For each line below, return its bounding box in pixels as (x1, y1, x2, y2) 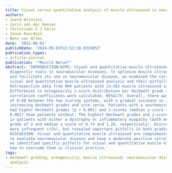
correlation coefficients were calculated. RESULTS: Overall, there (10, 93, 159, 98)
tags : (5, 150, 17, 156)
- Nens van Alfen (5, 36, 42, 41)
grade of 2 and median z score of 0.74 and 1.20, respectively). (10, 121, 153, 127)
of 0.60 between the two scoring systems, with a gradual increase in (10, 98, 164, 103)
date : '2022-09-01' (5, 41, 47, 46)
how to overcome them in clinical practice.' (10, 145, 109, 151)
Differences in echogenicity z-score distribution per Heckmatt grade (10, 88, 164, 94)
